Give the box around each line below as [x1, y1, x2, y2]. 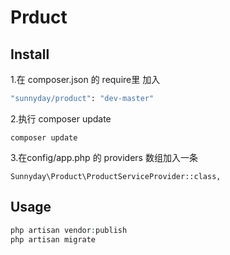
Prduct [10, 6, 68, 29]
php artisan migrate [10, 234, 97, 245]
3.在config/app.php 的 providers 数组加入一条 [10, 151, 198, 163]
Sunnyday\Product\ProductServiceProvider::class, [10, 171, 222, 181]
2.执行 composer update [10, 112, 112, 125]
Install [10, 46, 50, 63]
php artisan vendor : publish [10, 225, 128, 235]
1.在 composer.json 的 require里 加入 [10, 74, 161, 85]
